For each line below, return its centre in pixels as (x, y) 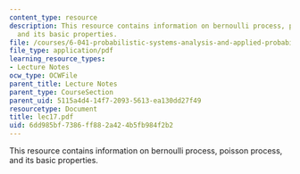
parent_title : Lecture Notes (63, 84)
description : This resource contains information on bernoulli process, (147, 26)
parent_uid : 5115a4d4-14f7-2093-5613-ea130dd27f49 (105, 100)
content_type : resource (54, 17)
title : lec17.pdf (42, 117)
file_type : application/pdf (62, 51)
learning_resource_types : (57, 59)
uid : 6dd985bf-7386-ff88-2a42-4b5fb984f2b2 (92, 126)
